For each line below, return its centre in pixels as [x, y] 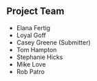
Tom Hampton [36, 49]
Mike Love [31, 64]
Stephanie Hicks [40, 57]
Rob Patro [31, 71]
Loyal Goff [31, 35]
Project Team [35, 11]
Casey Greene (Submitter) [53, 42]
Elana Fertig [33, 27]
